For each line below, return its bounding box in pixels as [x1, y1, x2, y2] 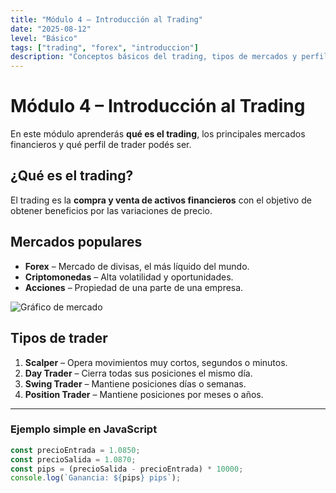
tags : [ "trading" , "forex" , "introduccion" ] [10, 42, 199, 53]
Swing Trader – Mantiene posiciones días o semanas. [24, 377, 247, 390]
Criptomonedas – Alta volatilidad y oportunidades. [24, 271, 234, 283]
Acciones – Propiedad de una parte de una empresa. [24, 281, 244, 293]
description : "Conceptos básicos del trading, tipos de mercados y [10, 52, 298, 62]
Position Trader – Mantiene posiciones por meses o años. [24, 388, 264, 400]
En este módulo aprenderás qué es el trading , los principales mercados [10, 128, 306, 140]
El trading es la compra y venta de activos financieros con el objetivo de [10, 194, 312, 206]
